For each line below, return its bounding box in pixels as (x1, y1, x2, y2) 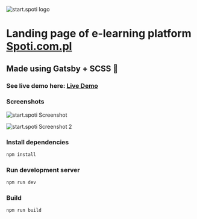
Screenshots (6, 97, 45, 106)
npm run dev (6, 179, 36, 186)
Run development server (6, 165, 80, 174)
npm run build (6, 208, 42, 214)
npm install (6, 152, 36, 158)
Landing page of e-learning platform (6, 27, 192, 40)
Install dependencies (6, 138, 69, 146)
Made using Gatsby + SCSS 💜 (6, 63, 119, 73)
